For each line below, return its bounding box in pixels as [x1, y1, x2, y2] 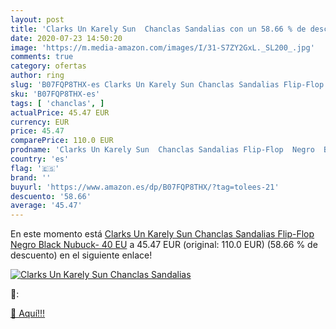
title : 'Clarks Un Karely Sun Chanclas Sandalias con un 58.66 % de [10, 24, 307, 34]
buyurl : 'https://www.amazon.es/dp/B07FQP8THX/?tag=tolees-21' [10, 182, 280, 192]
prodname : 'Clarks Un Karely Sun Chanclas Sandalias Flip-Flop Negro [10, 145, 315, 155]
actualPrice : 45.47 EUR [10, 107, 110, 118]
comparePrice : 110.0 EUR [10, 136, 114, 146]
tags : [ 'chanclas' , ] [10, 98, 105, 108]
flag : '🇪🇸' [10, 163, 60, 173]
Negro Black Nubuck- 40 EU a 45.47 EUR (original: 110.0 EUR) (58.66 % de [10, 239, 318, 251]
